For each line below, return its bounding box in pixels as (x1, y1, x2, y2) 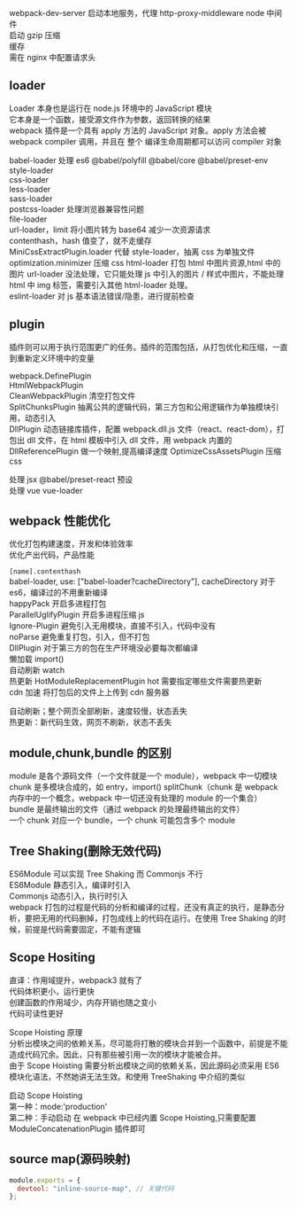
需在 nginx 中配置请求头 (9, 52, 96, 62)
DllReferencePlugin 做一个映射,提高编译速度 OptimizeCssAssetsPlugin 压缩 (9, 446, 282, 456)
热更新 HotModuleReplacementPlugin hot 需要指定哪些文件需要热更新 (9, 676, 263, 687)
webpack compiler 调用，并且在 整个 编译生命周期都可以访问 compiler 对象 (9, 136, 282, 146)
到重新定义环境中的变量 (9, 353, 95, 363)
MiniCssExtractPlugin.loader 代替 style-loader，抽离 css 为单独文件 (9, 246, 255, 257)
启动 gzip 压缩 (9, 30, 61, 40)
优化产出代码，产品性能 (9, 550, 95, 560)
